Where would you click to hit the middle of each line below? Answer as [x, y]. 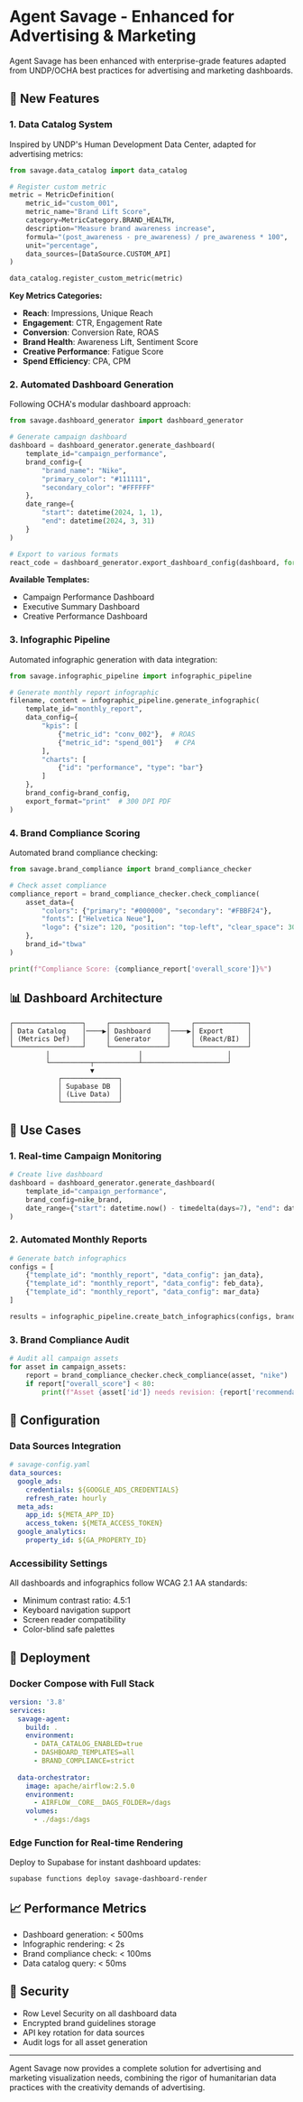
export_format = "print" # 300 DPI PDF [98, 801]
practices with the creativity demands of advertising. [107, 2087]
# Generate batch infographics [68, 1258]
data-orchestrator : [54, 1777]
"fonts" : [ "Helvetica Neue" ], [98, 919]
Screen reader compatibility [74, 1620]
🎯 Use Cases [46, 1130]
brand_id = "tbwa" [56, 944]
